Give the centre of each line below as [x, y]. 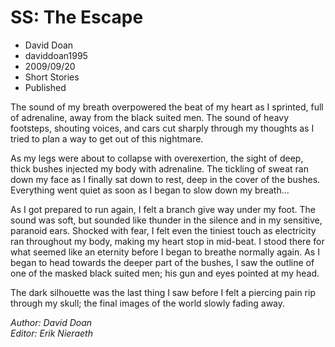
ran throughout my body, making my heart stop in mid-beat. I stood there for [167, 241]
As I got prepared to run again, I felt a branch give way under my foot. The [163, 209]
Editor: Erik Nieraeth [51, 333]
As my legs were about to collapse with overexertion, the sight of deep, [157, 158]
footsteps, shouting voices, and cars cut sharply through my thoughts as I [162, 128]
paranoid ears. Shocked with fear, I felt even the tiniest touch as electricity [163, 230]
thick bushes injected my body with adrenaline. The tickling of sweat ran [159, 168]
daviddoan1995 [56, 55]
